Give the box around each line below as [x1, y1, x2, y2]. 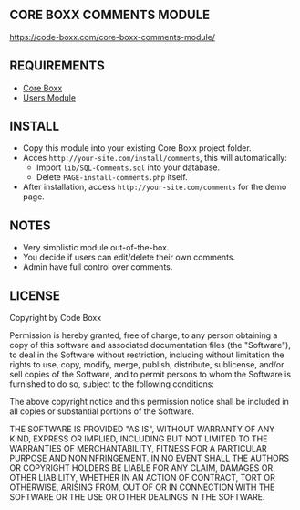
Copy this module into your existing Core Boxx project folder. [22, 143, 253, 154]
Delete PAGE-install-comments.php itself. [36, 172, 189, 183]
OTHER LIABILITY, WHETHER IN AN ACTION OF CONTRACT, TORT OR [9, 473, 275, 483]
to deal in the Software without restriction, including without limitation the [9, 349, 284, 360]
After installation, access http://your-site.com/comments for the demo [22, 182, 287, 193]
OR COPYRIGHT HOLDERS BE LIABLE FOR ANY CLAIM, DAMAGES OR [9, 462, 274, 473]
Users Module [22, 91, 76, 103]
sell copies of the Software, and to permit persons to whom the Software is [9, 369, 292, 380]
